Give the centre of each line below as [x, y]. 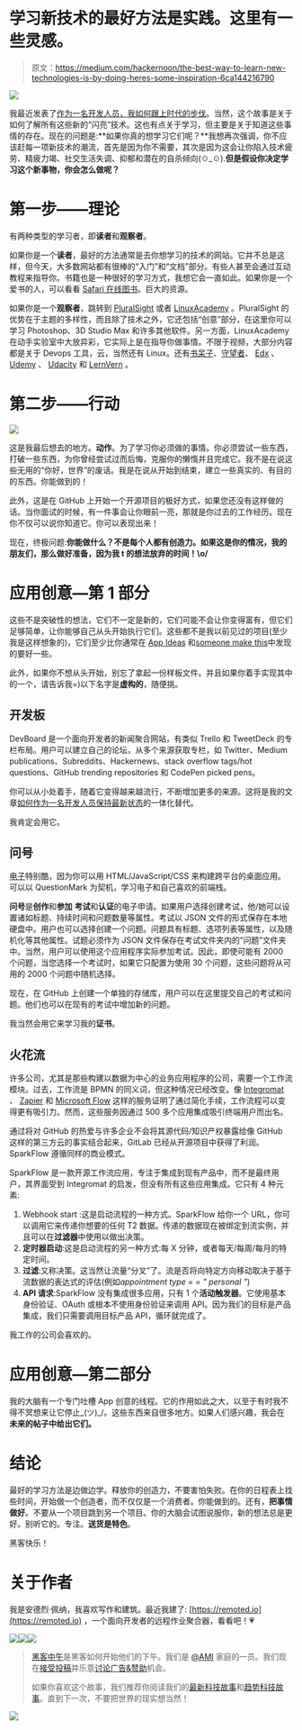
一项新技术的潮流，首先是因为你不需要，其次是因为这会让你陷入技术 [159, 147]
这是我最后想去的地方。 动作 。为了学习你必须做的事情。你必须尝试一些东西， [151, 448]
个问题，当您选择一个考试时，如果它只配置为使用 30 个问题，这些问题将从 [147, 963]
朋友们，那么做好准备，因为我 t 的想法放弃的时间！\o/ [109, 553]
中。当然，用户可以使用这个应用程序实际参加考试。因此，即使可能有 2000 [146, 952]
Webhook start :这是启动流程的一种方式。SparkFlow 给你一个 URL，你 [152, 1214]
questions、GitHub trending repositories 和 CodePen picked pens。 [135, 772]
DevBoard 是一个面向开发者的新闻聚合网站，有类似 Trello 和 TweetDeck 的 [147, 738]
